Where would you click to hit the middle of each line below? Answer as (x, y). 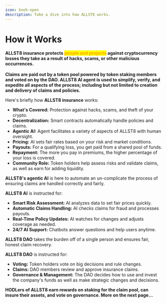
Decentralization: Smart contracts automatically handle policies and (83, 120)
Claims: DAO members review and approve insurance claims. (75, 269)
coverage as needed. (34, 224)
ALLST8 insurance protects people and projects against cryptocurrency (81, 53)
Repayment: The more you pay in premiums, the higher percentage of (85, 153)
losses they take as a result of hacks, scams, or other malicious (72, 59)
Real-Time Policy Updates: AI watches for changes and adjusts (78, 219)
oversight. (23, 136)
